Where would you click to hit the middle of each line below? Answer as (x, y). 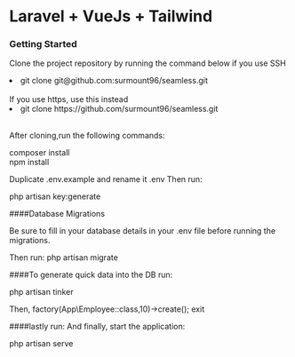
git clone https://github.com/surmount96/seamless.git (120, 109)
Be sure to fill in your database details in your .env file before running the (143, 231)
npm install (29, 163)
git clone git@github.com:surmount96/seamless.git (115, 81)
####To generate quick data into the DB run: (91, 275)
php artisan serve (41, 344)
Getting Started (43, 44)
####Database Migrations (57, 214)
